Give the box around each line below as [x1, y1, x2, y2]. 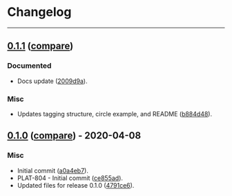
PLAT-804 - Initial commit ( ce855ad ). [17, 174, 123, 182]
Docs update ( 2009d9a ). [17, 77, 88, 85]
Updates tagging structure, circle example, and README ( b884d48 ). [17, 109, 213, 118]
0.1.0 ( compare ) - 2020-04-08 [7, 130, 142, 142]
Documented [7, 61, 52, 71]
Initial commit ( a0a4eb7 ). [17, 166, 88, 175]
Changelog [7, 4, 72, 20]
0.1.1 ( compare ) [7, 40, 74, 52]
